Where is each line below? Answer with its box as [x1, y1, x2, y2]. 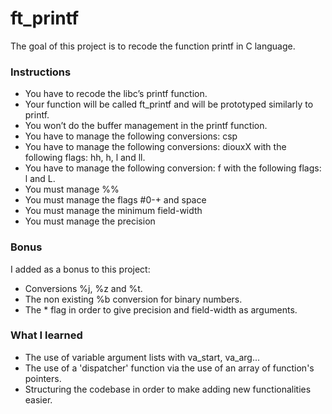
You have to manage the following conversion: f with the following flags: [24, 162, 322, 174]
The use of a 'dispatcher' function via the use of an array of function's [24, 362, 315, 374]
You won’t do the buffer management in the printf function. [24, 120, 268, 132]
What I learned [10, 328, 83, 342]
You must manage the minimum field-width [24, 205, 203, 217]
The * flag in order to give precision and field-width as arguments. [24, 303, 298, 316]
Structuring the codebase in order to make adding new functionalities [24, 383, 312, 395]
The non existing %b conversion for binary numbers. [24, 293, 243, 305]
